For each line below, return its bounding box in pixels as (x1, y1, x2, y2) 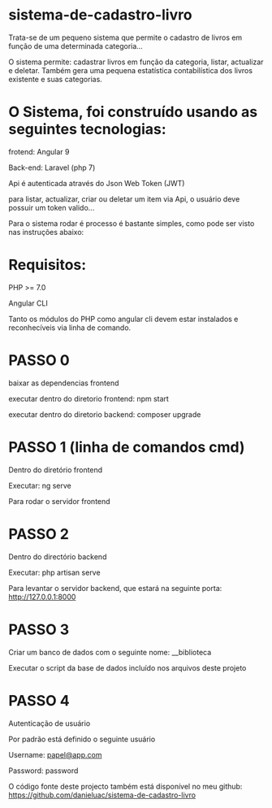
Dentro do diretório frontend (8, 465, 103, 475)
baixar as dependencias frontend (8, 378, 119, 388)
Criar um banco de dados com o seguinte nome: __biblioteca (8, 647, 212, 657)
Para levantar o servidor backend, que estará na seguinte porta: (8, 583, 222, 593)
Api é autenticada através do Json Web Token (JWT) (8, 178, 185, 188)
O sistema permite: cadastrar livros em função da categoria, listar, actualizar (8, 57, 264, 67)
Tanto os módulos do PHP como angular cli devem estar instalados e (8, 314, 239, 324)
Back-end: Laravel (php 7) (8, 163, 96, 172)
